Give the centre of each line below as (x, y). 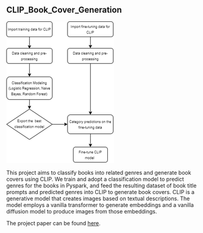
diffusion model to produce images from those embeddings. (82, 211)
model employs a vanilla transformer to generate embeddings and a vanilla (100, 205)
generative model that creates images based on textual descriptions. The (98, 198)
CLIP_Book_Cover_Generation (64, 10)
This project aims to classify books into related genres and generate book (99, 172)
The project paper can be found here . (53, 223)
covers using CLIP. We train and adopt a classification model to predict (95, 179)
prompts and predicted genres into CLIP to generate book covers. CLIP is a (101, 192)
